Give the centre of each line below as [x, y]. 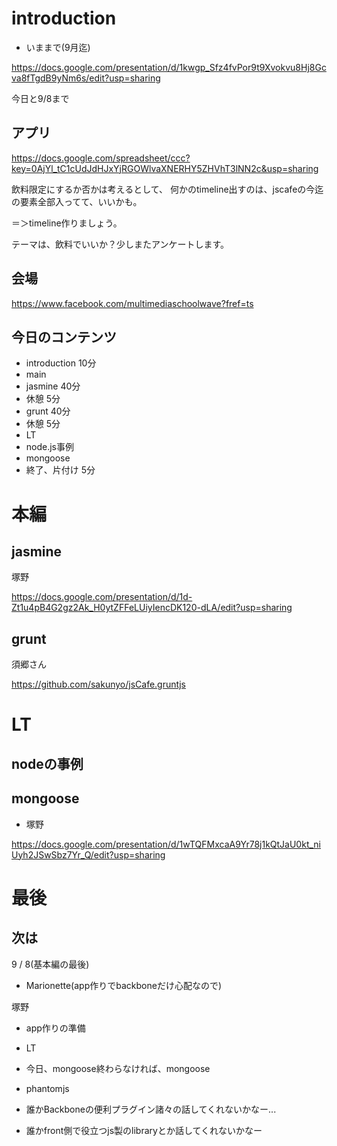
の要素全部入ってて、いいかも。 [77, 201]
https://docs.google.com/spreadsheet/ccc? [101, 158]
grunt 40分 [48, 411]
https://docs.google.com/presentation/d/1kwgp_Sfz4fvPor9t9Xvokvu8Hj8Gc [169, 67]
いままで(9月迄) [58, 47]
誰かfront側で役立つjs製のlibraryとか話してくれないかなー [144, 1130]
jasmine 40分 [53, 386]
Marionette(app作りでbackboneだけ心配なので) [123, 985]
